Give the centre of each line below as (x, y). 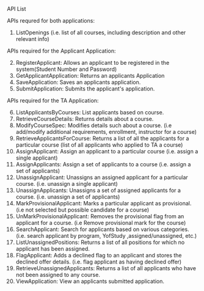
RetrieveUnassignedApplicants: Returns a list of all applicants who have (106, 268)
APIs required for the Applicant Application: (61, 51)
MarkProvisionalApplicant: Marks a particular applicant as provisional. (104, 203)
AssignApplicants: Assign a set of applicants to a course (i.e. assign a (103, 164)
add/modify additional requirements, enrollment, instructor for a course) (106, 132)
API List (16, 9)
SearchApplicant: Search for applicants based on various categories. (102, 229)
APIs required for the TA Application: (53, 101)
